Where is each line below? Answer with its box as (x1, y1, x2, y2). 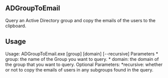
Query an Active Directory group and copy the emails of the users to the (5, 17, 156, 23)
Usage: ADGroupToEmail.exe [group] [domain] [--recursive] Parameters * (5, 50, 158, 57)
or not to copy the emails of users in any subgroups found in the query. (5, 66, 153, 72)
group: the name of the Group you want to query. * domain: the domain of (5, 56, 159, 62)
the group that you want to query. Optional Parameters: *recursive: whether (5, 61, 163, 67)
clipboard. (5, 23, 26, 29)
